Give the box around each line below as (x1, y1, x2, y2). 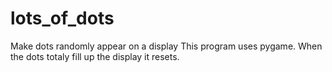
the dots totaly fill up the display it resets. (10, 50, 180, 62)
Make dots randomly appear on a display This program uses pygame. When (10, 40, 323, 52)
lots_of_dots (10, 7, 115, 30)
